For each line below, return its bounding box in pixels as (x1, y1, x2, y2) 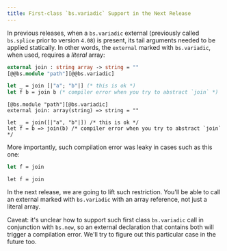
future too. (7, 237, 37, 246)
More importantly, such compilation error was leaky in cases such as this (7, 143, 213, 151)
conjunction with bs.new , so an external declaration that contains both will (7, 223, 214, 231)
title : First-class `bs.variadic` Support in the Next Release (7, 10, 191, 17)
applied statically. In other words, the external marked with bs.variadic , (7, 43, 211, 51)
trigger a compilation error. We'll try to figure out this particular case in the (7, 230, 217, 238)
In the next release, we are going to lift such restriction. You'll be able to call (7, 188, 221, 196)
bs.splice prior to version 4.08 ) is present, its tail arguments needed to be (7, 36, 216, 44)
